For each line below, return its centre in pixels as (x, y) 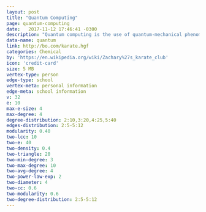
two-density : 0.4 (29, 148)
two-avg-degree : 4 (30, 171)
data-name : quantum (31, 40)
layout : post (23, 12)
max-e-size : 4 (25, 108)
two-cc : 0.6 (21, 188)
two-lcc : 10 (21, 137)
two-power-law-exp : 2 (34, 177)
